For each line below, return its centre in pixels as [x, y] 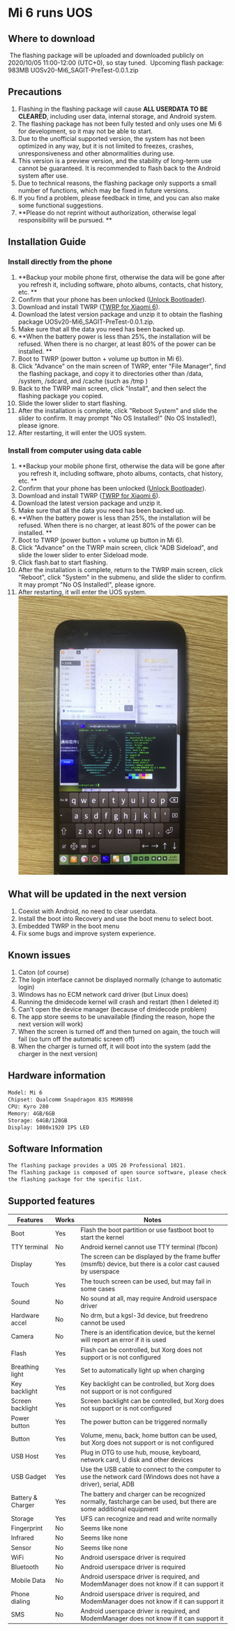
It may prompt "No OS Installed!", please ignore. [87, 585]
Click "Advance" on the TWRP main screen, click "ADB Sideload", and [118, 547]
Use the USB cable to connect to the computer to [151, 1469]
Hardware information [57, 1076]
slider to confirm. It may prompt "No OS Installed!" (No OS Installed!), [117, 418]
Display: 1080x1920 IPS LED [49, 1127]
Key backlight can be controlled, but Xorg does [147, 1384]
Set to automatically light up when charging [143, 1370]
